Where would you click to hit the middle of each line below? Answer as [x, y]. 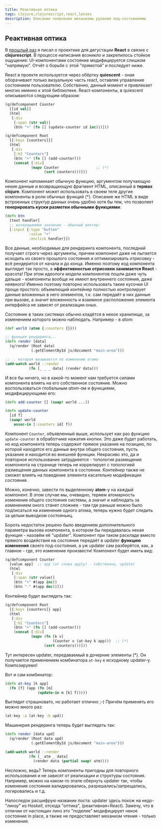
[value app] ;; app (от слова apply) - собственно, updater [72, 564]
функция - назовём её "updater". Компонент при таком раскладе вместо [80, 535]
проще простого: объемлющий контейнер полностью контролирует [75, 289]
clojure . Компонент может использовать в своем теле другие [69, 192]
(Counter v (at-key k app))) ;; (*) [91, 641]
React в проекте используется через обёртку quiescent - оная [70, 75]
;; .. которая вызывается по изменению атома [52, 359]
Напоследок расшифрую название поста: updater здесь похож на [73, 800]
